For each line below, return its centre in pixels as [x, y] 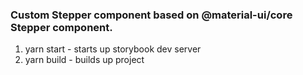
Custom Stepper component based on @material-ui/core [151, 15]
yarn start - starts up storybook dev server [113, 49]
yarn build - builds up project [84, 60]
